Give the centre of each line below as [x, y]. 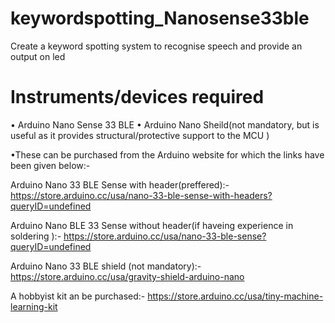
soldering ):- [36, 236]
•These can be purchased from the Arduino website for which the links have [167, 154]
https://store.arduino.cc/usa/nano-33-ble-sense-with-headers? [141, 195]
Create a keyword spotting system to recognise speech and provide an [156, 46]
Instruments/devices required [137, 97]
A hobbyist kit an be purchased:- [78, 296]
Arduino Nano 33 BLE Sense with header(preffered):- [120, 184]
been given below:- [50, 165]
